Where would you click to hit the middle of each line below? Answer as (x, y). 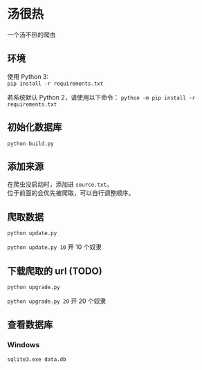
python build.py (30, 144)
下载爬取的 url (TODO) (55, 271)
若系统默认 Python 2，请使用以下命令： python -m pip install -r (101, 97)
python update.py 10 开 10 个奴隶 (55, 247)
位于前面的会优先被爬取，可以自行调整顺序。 (71, 193)
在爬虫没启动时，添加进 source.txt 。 (60, 185)
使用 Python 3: (28, 76)
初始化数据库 (35, 128)
